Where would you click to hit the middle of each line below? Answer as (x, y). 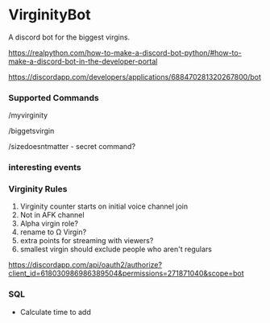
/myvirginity (28, 115)
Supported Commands (54, 97)
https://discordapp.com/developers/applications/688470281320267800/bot (135, 77)
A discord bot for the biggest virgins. (69, 37)
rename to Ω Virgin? (53, 232)
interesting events (45, 168)
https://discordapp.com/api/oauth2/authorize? (85, 265)
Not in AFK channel (52, 215)
